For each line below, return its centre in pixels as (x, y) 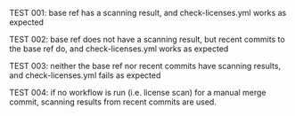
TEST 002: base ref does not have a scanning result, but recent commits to (147, 39)
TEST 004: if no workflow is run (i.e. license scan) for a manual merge (138, 93)
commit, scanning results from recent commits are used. (113, 102)
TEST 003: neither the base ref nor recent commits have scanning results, (145, 66)
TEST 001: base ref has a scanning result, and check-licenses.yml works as (148, 13)
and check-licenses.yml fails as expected (85, 75)
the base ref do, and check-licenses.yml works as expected (119, 49)
